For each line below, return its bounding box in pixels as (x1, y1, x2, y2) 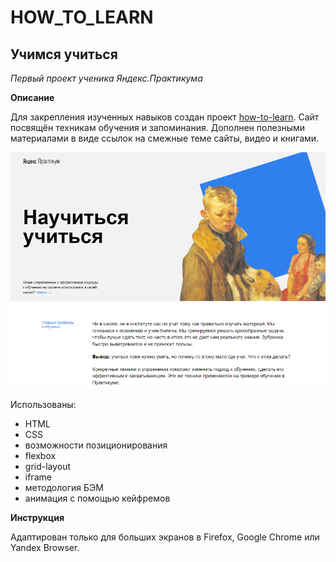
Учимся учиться (10, 46, 118, 63)
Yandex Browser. (10, 542, 80, 554)
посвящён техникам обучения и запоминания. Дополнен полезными (10, 122, 306, 133)
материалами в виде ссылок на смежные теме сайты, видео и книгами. (10, 132, 320, 144)
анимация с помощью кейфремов (24, 492, 171, 505)
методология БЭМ (24, 482, 104, 494)
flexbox (24, 450, 57, 462)
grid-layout (24, 461, 72, 473)
